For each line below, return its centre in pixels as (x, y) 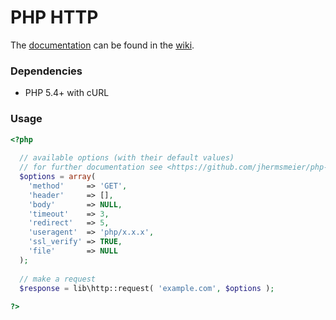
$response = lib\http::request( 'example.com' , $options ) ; (147, 288)
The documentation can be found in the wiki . (102, 45)
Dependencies (46, 71)
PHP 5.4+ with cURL (67, 93)
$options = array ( (58, 177)
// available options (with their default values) (127, 158)
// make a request (58, 279)
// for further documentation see (91, 167)
